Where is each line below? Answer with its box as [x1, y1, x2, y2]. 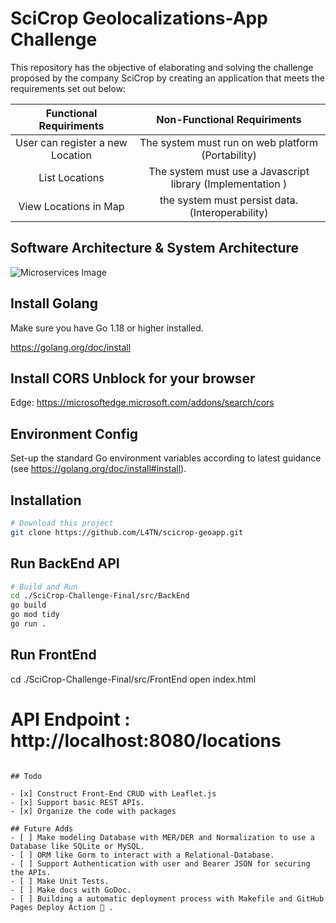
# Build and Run [10, 582, 78, 592]
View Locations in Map [18, 199, 125, 213]
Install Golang [10, 295, 98, 312]
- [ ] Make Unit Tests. [10, 876, 110, 886]
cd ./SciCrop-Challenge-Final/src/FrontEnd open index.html [10, 673, 257, 685]
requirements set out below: [10, 82, 127, 94]
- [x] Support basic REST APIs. [10, 797, 145, 807]
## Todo [10, 771, 43, 781]
